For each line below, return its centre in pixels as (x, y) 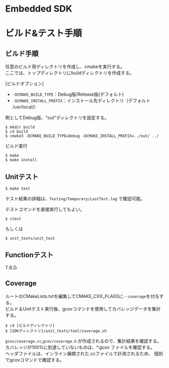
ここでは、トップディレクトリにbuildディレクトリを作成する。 (70, 73)
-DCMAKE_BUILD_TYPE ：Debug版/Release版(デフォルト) (68, 94)
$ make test (18, 189)
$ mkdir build (20, 127)
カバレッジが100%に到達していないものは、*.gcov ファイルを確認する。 (80, 347)
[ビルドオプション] (25, 84)
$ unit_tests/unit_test (30, 238)
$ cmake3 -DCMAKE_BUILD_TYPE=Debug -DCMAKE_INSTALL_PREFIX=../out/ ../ (82, 136)
